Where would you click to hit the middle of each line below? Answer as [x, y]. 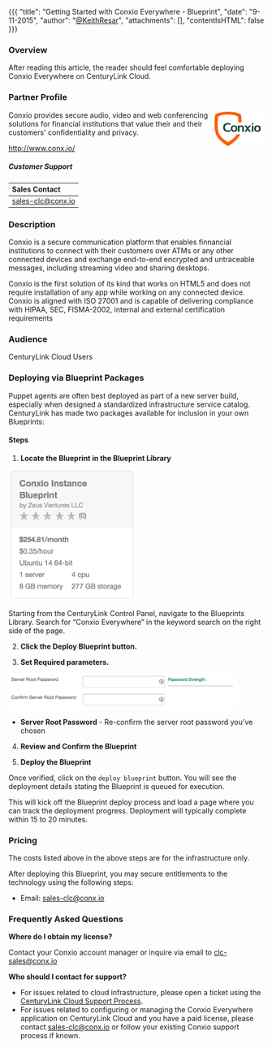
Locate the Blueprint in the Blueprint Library [96, 458]
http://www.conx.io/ [42, 148]
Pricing [23, 840]
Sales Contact [36, 189]
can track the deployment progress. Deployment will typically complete [127, 810]
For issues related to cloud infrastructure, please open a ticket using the [140, 993]
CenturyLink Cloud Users [51, 357]
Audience [28, 339]
